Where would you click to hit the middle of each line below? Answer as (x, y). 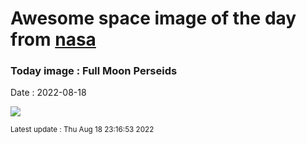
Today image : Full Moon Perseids (94, 71)
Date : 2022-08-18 (48, 93)
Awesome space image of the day (153, 18)
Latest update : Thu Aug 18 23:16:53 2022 (82, 130)
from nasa (53, 39)
